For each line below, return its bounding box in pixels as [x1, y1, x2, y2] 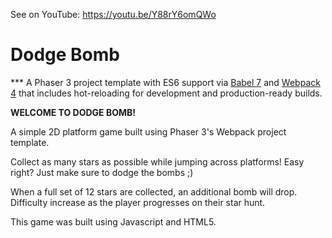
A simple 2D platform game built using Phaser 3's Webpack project [10, 125, 287, 138]
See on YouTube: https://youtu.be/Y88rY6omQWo [10, 9, 217, 20]
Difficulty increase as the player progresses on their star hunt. [10, 196, 266, 208]
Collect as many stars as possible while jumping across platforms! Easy [10, 155, 305, 168]
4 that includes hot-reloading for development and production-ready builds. [10, 87, 323, 99]
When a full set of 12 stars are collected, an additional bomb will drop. [10, 185, 298, 198]
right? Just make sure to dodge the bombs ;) [10, 166, 194, 178]
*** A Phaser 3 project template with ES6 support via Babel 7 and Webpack [10, 76, 321, 88]
